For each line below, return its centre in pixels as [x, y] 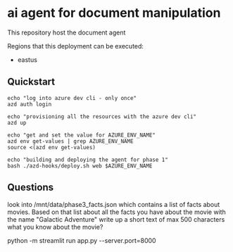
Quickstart [31, 82]
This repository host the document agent [67, 32]
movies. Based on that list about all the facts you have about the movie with [117, 212]
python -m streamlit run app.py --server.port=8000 [82, 240]
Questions [31, 188]
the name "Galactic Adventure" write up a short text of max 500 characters [116, 219]
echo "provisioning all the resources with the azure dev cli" [102, 116]
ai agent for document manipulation [114, 13]
